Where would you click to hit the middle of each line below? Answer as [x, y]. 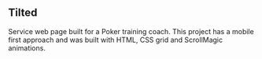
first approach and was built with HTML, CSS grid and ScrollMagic [116, 40]
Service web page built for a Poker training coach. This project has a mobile [131, 31]
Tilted [23, 13]
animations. [27, 48]
